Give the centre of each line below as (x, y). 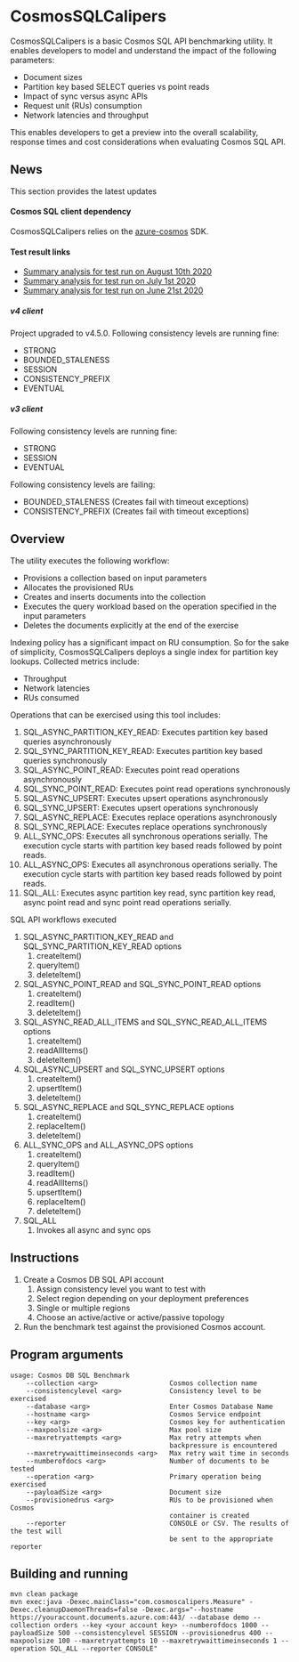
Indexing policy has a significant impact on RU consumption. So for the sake (150, 642)
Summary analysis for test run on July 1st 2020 (109, 281)
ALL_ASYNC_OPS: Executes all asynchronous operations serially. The (150, 864)
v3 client (27, 409)
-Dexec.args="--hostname (188, 1610)
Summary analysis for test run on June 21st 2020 (113, 290)
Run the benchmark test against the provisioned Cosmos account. (144, 1326)
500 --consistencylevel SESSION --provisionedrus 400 (159, 1634)
